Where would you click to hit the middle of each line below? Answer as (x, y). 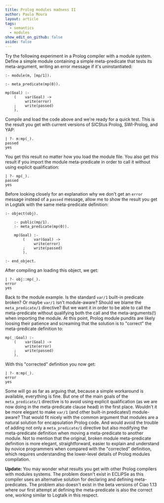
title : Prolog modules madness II (41, 10)
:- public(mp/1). (32, 222)
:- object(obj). (22, 213)
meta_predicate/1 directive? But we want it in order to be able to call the (78, 307)
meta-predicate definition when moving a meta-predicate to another (74, 433)
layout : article (22, 19)
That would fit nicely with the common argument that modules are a (90, 417)
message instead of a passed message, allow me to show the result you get (81, 199)
